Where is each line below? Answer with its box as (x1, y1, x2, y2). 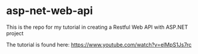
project (6, 29, 24, 36)
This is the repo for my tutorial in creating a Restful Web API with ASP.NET (6, 23, 188, 31)
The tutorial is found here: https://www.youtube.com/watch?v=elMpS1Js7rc (6, 41, 192, 48)
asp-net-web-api (6, 4, 94, 18)
